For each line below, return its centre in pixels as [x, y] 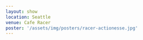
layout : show [22, 11]
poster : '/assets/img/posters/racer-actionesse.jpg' [72, 28]
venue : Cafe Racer [28, 22]
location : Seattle [28, 17]
